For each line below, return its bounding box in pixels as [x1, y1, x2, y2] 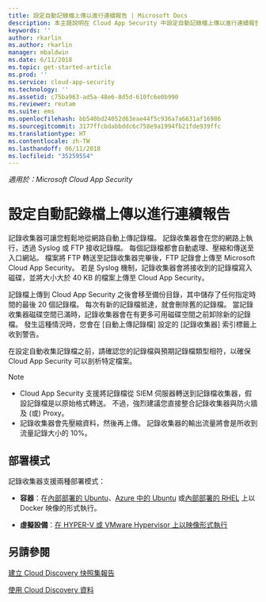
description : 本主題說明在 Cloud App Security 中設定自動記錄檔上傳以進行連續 [8, 19, 249, 27]
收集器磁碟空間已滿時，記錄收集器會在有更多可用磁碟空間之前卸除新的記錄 [8, 310, 251, 319]
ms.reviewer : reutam [8, 100, 77, 108]
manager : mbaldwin [8, 48, 69, 56]
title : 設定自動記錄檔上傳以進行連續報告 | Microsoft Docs [8, 11, 188, 20]
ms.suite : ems [8, 108, 55, 116]
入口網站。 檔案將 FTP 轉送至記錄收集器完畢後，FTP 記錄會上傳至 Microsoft [8, 253, 256, 263]
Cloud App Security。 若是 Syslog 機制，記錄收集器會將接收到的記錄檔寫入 [8, 263, 253, 272]
